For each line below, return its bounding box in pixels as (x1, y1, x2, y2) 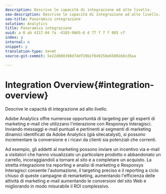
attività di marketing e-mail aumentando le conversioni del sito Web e (5, 178, 147, 184)
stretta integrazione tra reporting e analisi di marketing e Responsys (5, 162, 144, 168)
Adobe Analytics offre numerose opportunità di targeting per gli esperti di (5, 116, 155, 122)
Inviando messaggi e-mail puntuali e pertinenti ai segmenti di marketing (5, 126, 151, 132)
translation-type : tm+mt (5, 49, 56, 54)
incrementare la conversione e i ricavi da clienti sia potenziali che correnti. (5, 137, 157, 143)
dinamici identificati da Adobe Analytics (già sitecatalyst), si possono (5, 131, 146, 137)
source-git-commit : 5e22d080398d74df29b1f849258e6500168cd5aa (5, 53, 136, 59)
